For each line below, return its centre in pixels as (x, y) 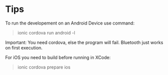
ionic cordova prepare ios (44, 67)
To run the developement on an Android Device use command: (70, 23)
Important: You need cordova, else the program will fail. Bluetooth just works (84, 42)
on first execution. (24, 47)
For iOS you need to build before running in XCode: (58, 57)
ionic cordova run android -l (46, 32)
